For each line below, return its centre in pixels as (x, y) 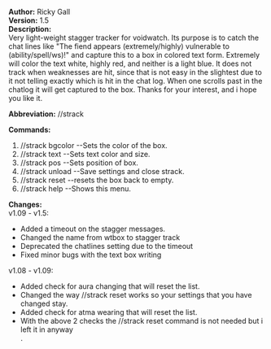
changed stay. (44, 303)
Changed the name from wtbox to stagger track (100, 238)
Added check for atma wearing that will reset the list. (109, 312)
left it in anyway (46, 329)
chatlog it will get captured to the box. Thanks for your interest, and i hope (133, 89)
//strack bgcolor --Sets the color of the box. (94, 145)
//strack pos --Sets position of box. (79, 163)
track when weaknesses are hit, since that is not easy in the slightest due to (135, 72)
